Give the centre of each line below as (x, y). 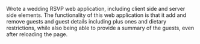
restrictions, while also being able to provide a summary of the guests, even (100, 28)
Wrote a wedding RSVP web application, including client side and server (96, 9)
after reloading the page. (37, 34)
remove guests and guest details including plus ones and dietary (86, 21)
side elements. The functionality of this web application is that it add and (96, 15)
